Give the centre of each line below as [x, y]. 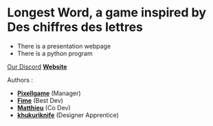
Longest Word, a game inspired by [107, 13]
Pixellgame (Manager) [49, 93]
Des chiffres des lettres [75, 27]
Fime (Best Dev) [40, 100]
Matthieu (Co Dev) [44, 108]
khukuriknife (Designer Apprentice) [68, 115]
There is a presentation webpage [64, 46]
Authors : [20, 79]
